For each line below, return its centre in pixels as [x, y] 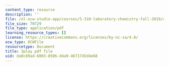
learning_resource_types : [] [36, 33]
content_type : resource [30, 10]
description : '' [22, 14]
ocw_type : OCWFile [24, 42]
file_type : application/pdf [35, 28]
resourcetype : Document [30, 47]
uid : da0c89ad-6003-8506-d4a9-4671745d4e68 [52, 56]
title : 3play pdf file [29, 51]
